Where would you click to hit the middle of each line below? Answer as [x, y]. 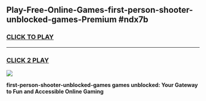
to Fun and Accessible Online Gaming [55, 91]
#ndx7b [134, 20]
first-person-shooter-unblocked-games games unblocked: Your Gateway [102, 84]
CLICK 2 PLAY [28, 60]
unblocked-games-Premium [62, 20]
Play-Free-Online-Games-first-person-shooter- [100, 10]
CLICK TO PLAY [30, 37]
